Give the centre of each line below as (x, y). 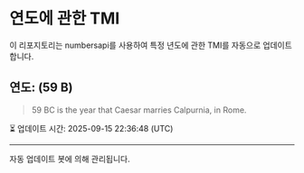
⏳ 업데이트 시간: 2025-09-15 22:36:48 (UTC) (91, 128)
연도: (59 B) (42, 88)
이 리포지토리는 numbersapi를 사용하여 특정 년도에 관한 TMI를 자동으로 (135, 45)
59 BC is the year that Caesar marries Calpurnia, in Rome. (139, 110)
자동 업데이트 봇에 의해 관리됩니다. (70, 159)
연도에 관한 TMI (65, 18)
